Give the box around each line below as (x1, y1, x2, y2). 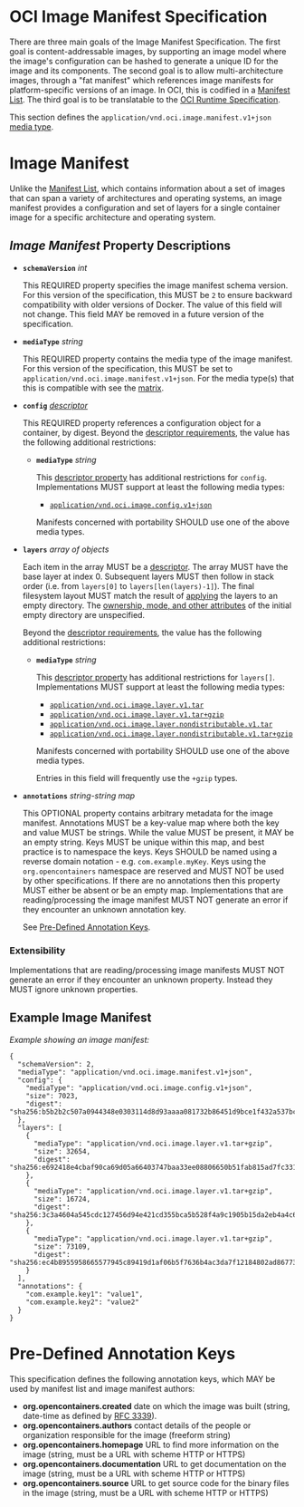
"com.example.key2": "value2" (25, 1298, 140, 1307)
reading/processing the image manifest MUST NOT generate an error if (22, 894, 289, 905)
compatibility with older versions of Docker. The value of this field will (22, 299, 282, 310)
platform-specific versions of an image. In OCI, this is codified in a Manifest (9, 84, 291, 95)
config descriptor (22, 400, 89, 411)
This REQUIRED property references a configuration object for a (22, 417, 261, 428)
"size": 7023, (25, 1091, 79, 1100)
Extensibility (9, 944, 66, 957)
